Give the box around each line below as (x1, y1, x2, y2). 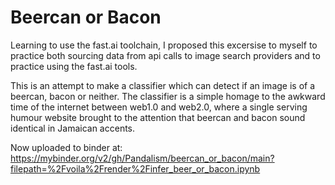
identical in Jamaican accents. (10, 122, 136, 134)
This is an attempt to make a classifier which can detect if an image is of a (10, 79, 316, 91)
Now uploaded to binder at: (10, 141, 123, 153)
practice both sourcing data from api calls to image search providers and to (10, 49, 321, 61)
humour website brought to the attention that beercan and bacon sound (10, 111, 306, 123)
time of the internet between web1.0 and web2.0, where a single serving (10, 101, 308, 113)
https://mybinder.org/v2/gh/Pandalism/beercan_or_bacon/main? (10, 152, 275, 164)
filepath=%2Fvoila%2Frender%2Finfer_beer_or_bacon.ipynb (10, 162, 261, 175)
